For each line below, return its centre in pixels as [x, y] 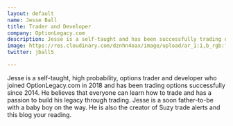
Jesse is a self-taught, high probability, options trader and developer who [112, 78]
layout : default [31, 13]
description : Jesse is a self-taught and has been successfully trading [114, 39]
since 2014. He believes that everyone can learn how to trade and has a [109, 92]
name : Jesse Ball [32, 20]
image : [17, 46]
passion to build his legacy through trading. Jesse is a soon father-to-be [110, 100]
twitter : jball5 [31, 53]
